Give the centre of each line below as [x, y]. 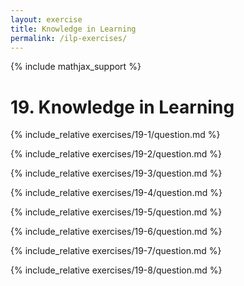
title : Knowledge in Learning [73, 29]
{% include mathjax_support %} [76, 67]
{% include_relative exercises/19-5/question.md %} [116, 212]
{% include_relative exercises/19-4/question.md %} [116, 193]
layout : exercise [46, 19]
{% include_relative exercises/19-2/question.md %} [116, 154]
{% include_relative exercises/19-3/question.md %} [116, 173]
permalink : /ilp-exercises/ [69, 38]
